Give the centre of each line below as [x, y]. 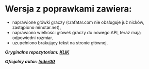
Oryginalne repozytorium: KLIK [37, 52]
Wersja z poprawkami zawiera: [68, 9]
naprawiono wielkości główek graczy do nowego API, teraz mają [76, 32]
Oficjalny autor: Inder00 [30, 61]
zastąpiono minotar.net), [36, 27]
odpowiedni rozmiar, [33, 38]
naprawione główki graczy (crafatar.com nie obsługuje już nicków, [78, 22]
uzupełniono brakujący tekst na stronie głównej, [60, 42]
